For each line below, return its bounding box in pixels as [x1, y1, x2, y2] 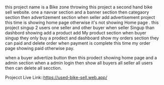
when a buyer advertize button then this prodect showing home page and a [5, 55, 157, 60]
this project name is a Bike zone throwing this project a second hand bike [5, 4, 153, 10]
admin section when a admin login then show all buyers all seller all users [5, 60, 153, 66]
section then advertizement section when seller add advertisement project [5, 15, 155, 20]
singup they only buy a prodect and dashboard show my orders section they [5, 35, 159, 41]
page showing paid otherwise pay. [5, 46, 74, 51]
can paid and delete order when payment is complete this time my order [5, 40, 151, 46]
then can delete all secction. [5, 65, 62, 71]
